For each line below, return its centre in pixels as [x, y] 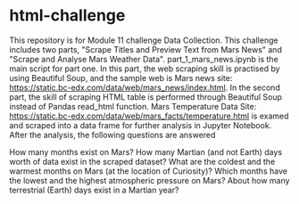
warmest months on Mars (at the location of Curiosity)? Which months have [149, 171]
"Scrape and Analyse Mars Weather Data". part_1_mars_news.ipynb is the [144, 59]
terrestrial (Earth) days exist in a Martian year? [94, 190]
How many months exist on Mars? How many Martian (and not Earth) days [146, 151]
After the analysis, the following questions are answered [112, 135]
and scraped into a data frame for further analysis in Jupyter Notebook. [141, 125]
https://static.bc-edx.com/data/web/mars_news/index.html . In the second [145, 87]
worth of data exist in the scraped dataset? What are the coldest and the [142, 161]
